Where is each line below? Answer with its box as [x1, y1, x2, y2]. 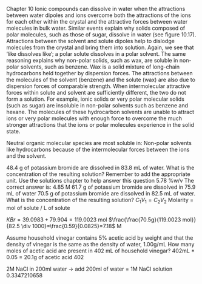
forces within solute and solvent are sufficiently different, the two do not [6, 89, 186, 96]
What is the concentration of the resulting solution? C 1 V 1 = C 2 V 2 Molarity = [6, 197, 194, 205]
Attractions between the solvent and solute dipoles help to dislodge [6, 38, 175, 44]
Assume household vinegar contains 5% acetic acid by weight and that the [6, 234, 194, 242]
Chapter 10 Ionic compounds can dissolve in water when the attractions [6, 5, 186, 12]
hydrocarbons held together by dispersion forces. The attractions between [6, 70, 193, 76]
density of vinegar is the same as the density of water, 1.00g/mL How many [6, 240, 195, 248]
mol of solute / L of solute [6, 204, 70, 211]
